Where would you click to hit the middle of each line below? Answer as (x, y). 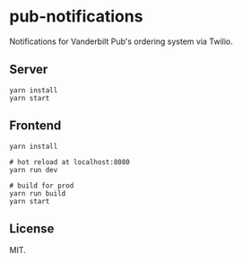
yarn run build (38, 193)
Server (29, 70)
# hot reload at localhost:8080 (69, 162)
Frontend (35, 126)
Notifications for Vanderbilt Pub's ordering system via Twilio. (121, 41)
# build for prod (42, 186)
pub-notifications (76, 17)
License (32, 228)
